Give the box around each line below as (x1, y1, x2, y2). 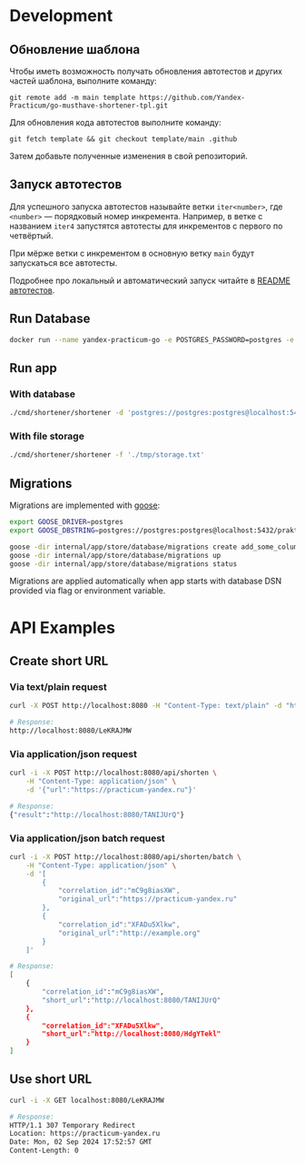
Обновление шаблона (9, 42, 141, 57)
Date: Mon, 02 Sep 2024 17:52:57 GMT (9, 1138, 152, 1147)
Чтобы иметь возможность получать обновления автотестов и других (9, 66, 283, 76)
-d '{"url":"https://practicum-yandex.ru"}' (25, 784, 197, 795)
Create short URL (9, 653, 109, 669)
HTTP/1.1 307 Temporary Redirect (9, 1120, 136, 1129)
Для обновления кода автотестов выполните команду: (9, 117, 221, 127)
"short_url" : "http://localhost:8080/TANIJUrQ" (42, 996, 221, 1005)
